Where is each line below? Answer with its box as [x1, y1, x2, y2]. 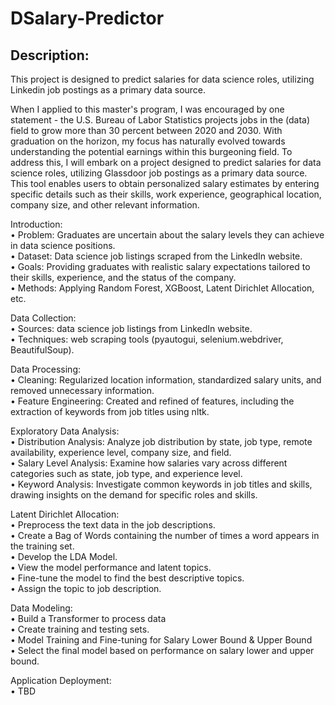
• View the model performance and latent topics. [10, 562, 212, 573]
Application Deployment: [10, 675, 112, 686]
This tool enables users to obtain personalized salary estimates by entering [10, 178, 320, 189]
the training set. [10, 540, 75, 552]
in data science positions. [10, 240, 116, 251]
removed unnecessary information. [10, 385, 155, 396]
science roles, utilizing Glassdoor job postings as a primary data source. [10, 167, 308, 179]
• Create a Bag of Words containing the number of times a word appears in [10, 530, 320, 541]
